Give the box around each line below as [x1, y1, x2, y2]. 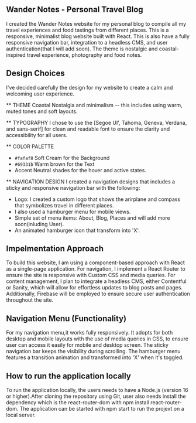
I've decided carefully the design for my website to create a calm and [6, 84, 173, 91]
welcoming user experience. [6, 90, 75, 97]
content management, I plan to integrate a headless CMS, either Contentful [6, 278, 187, 285]
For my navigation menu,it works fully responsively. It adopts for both [6, 329, 173, 336]
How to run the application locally [6, 371, 132, 381]
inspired [6, 51, 26, 58]
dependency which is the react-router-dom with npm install [6, 399, 149, 406]
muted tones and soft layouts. [6, 108, 78, 115]
